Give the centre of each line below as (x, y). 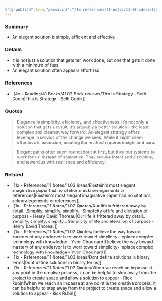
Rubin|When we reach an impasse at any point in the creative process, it (84, 283)
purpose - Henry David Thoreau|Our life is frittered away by (71, 216)
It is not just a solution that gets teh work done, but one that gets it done (83, 60)
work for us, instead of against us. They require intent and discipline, (85, 157)
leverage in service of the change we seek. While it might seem (80, 137)
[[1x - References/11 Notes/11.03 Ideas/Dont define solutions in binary (81, 257)
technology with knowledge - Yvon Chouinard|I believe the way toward (82, 242)
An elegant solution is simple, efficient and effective (63, 37)
